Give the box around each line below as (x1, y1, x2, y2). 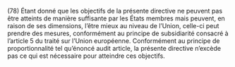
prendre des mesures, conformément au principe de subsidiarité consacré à (7, 29, 229, 37)
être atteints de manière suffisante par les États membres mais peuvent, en (7, 14, 226, 23)
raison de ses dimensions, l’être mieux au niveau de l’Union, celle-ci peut (7, 22, 219, 30)
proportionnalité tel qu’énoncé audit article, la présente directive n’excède (7, 44, 221, 52)
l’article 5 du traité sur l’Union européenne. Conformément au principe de (7, 37, 220, 45)
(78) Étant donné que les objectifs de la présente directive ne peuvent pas (7, 7, 223, 15)
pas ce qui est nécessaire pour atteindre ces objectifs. (7, 51, 166, 60)
